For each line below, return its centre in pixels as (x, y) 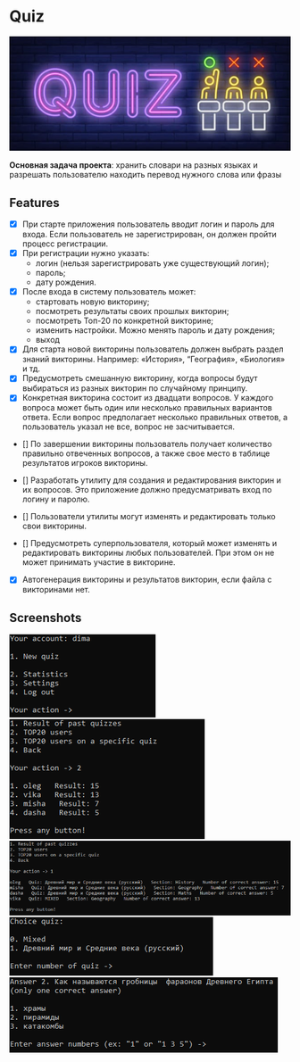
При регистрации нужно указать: (86, 253)
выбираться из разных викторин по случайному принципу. (135, 388)
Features (34, 203)
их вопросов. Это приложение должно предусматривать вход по (147, 490)
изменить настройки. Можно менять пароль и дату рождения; (155, 330)
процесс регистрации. (65, 244)
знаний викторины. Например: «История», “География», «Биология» (154, 360)
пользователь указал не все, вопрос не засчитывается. (128, 427)
